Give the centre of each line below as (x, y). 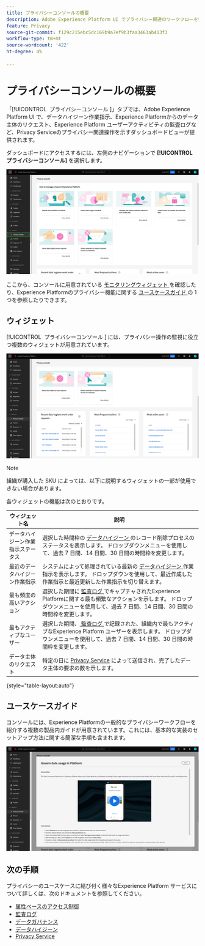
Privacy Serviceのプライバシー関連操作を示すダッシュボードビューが (103, 132)
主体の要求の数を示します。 (82, 668)
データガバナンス (37, 922)
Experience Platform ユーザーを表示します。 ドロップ (120, 631)
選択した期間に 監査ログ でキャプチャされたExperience (111, 591)
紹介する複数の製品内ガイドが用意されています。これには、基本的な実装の (100, 730)
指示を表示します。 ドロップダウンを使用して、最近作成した (117, 574)
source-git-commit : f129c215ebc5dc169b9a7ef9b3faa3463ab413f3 (87, 32)
